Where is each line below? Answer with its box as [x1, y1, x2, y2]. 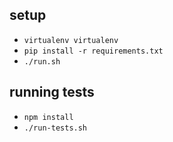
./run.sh [23, 56, 61, 67]
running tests [9, 84, 95, 101]
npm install [23, 112, 74, 122]
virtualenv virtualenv [23, 35, 119, 45]
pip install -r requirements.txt [23, 46, 164, 56]
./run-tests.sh [23, 123, 88, 133]
